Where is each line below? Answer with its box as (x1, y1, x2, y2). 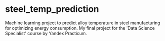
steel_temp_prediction (5, 3, 99, 15)
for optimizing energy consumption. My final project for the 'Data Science (5, 25, 155, 31)
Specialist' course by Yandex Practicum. (5, 30, 87, 36)
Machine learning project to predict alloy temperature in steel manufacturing (5, 20, 161, 26)
